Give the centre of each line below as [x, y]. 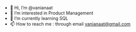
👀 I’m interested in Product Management [52, 13]
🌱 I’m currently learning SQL [39, 18]
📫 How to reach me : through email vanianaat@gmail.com [70, 24]
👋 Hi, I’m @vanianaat [31, 8]
